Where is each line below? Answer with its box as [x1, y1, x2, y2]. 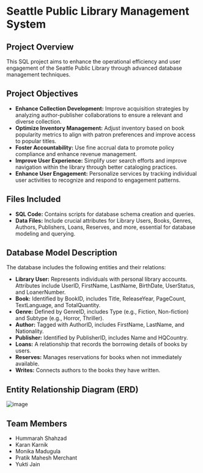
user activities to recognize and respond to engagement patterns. [15, 176, 181, 184]
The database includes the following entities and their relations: [6, 264, 166, 271]
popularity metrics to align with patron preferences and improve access [15, 130, 196, 138]
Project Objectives [6, 89, 78, 99]
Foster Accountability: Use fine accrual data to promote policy [15, 144, 174, 151]
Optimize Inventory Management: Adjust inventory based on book [15, 124, 185, 132]
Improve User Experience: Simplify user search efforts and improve [15, 157, 187, 164]
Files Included [6, 194, 61, 204]
